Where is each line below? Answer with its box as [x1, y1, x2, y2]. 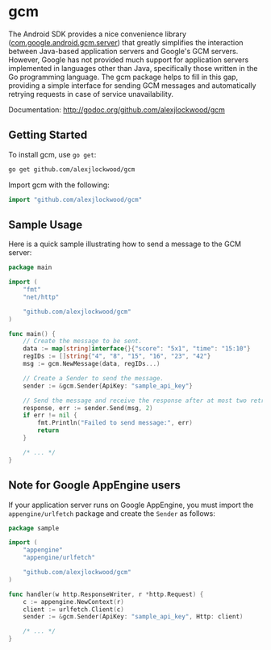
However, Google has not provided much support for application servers [8, 55, 249, 65]
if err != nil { [23, 411, 78, 420]
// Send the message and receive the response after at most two [23, 396, 248, 405]
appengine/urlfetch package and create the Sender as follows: [8, 508, 215, 518]
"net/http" [23, 293, 60, 301]
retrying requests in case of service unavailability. [8, 89, 174, 99]
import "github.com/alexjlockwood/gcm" [8, 195, 143, 203]
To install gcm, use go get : [8, 149, 97, 159]
